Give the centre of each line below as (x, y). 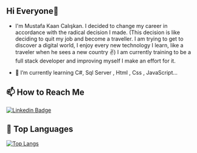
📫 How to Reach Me (45, 93)
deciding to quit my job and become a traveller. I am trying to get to (99, 39)
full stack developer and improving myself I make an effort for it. (95, 61)
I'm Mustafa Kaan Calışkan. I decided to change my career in (91, 25)
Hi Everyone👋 (33, 11)
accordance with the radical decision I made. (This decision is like (98, 32)
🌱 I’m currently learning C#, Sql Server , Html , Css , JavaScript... (96, 72)
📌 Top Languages (40, 129)
